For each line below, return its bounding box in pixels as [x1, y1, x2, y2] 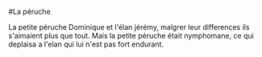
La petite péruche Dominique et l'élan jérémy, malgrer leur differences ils [8, 22, 250, 31]
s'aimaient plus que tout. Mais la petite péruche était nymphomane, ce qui [8, 31, 254, 40]
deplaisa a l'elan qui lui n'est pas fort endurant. [8, 39, 164, 49]
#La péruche [8, 7, 51, 16]
